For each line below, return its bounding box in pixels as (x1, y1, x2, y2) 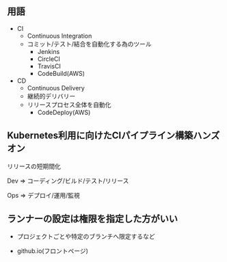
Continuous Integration (27, 31, 92, 40)
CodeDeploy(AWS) (37, 108, 91, 116)
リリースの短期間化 (7, 162, 62, 170)
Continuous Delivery (27, 83, 85, 92)
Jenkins (37, 47, 60, 55)
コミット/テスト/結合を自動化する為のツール (27, 40, 152, 48)
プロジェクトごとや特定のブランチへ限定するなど (16, 233, 155, 241)
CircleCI (37, 55, 60, 63)
